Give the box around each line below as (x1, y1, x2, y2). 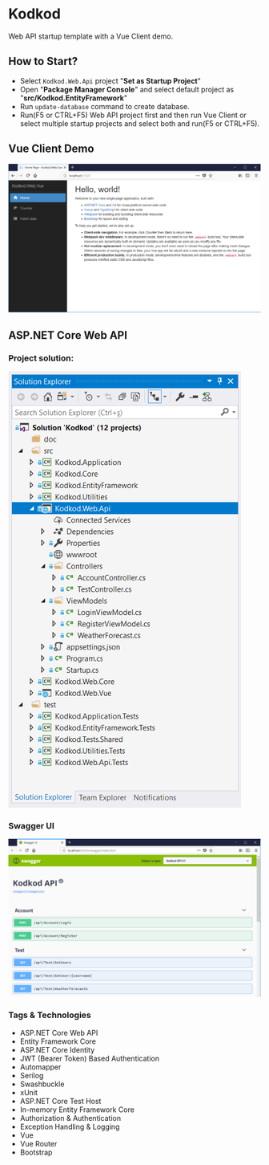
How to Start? (8, 55, 78, 68)
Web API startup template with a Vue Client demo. (8, 31, 174, 41)
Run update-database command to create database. (19, 101, 190, 111)
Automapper (19, 1061, 62, 1072)
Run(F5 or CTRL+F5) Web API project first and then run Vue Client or (19, 110, 247, 120)
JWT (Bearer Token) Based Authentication (19, 1053, 160, 1063)
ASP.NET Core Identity (19, 1045, 95, 1054)
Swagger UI (8, 820, 54, 831)
